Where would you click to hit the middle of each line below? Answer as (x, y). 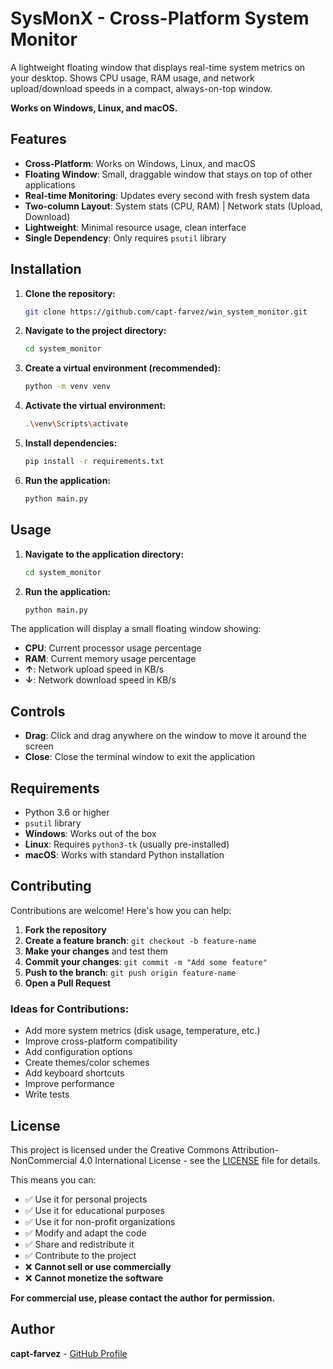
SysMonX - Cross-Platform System (160, 18)
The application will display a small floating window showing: (136, 629)
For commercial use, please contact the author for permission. (143, 1298)
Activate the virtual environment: (95, 406)
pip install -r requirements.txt (94, 462)
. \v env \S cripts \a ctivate (76, 424)
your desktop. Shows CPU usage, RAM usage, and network (132, 78)
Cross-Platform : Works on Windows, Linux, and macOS (140, 163)
